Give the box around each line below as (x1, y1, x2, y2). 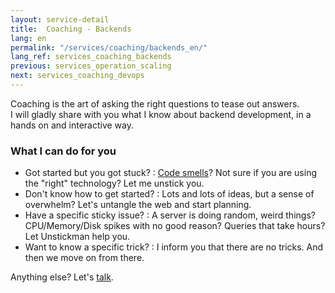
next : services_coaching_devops (10, 71, 145, 81)
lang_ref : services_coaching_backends (10, 52, 172, 62)
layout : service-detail (10, 14, 110, 25)
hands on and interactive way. (10, 119, 135, 131)
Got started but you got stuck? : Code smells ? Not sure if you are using (24, 167, 318, 179)
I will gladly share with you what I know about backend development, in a (10, 108, 312, 120)
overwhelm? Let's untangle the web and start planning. (24, 199, 252, 211)
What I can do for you (10, 144, 117, 158)
